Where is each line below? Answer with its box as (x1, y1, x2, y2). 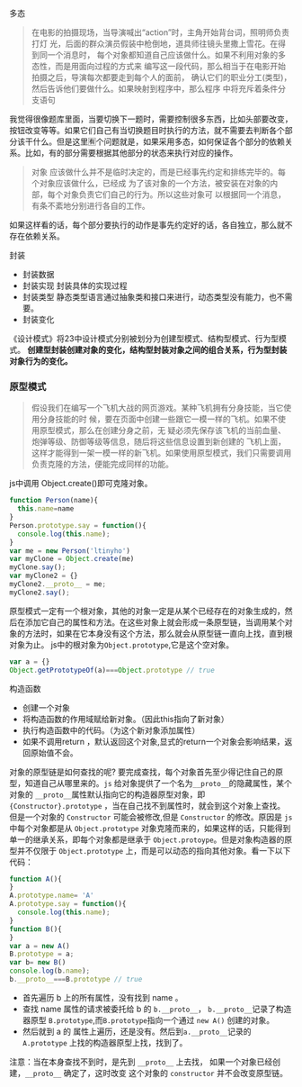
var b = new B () (9, 958, 67, 967)
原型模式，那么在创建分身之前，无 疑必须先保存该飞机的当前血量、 (39, 425, 286, 436)
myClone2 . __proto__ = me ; (9, 580, 106, 589)
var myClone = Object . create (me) (9, 555, 135, 564)
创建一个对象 (22, 702, 70, 713)
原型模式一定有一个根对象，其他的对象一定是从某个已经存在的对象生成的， (9, 605, 285, 616)
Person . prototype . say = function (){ (9, 521, 147, 530)
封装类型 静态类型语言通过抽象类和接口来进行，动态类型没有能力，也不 (22, 292, 285, 302)
